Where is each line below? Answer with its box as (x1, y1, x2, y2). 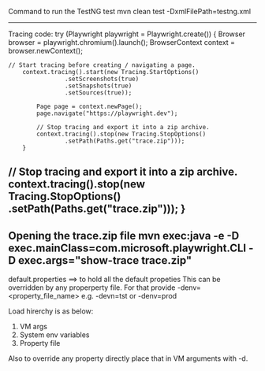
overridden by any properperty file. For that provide (8, 283, 176, 292)
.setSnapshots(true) (64, 82, 132, 90)
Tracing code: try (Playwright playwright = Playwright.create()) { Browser (8, 29, 246, 39)
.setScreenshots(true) (64, 75, 140, 83)
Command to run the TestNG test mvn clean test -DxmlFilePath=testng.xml (8, 7, 251, 16)
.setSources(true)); (64, 89, 132, 97)
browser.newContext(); (8, 46, 83, 55)
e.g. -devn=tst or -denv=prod (81, 291, 177, 301)
